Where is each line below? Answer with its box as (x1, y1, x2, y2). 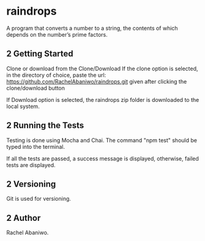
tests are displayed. (6, 161, 56, 168)
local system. (6, 103, 40, 110)
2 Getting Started (6, 49, 73, 59)
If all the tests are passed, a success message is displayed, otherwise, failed (6, 154, 199, 162)
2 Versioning (6, 179, 56, 189)
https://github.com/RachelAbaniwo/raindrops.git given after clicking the (6, 77, 187, 85)
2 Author (6, 212, 41, 223)
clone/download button (6, 84, 65, 92)
